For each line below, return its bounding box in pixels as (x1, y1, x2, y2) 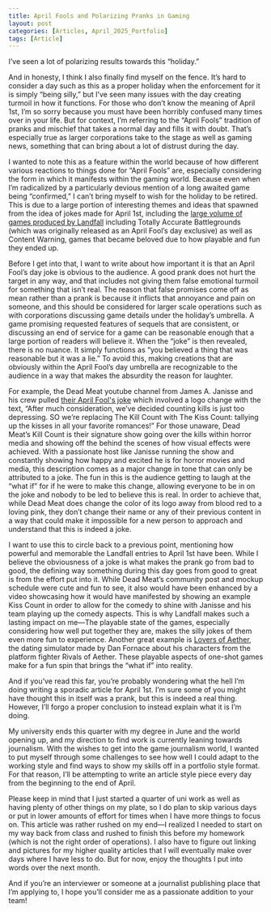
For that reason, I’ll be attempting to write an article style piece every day (8, 769, 252, 779)
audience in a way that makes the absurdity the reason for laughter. (8, 370, 233, 381)
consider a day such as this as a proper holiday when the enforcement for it (8, 81, 260, 91)
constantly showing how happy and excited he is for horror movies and (8, 456, 245, 465)
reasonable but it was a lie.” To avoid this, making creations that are (8, 353, 234, 363)
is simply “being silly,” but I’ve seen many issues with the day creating (8, 90, 242, 100)
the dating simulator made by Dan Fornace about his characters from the (8, 644, 251, 653)
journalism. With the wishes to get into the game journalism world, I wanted (8, 743, 259, 754)
